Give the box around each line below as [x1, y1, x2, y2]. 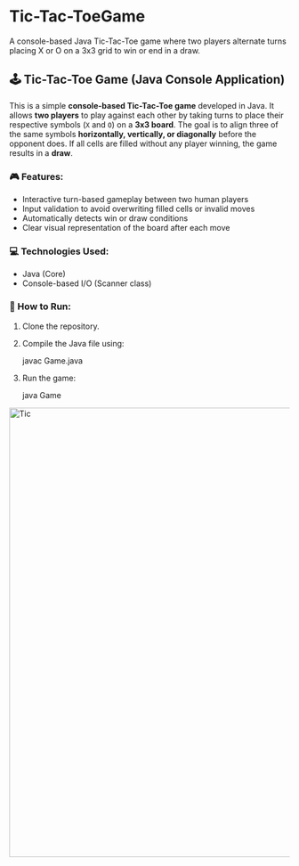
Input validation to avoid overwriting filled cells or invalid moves [21, 203, 255, 215]
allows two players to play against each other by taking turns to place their [9, 110, 284, 120]
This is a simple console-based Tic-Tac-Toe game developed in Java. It [9, 100, 274, 110]
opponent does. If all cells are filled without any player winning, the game [9, 138, 278, 149]
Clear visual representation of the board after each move [21, 223, 230, 233]
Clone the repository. [21, 321, 100, 331]
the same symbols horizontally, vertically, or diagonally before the [9, 128, 257, 139]
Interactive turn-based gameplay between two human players [21, 194, 249, 205]
